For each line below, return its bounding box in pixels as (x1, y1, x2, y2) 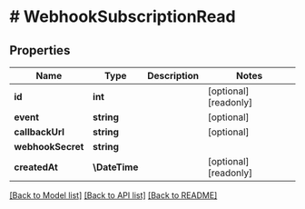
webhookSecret (14, 141, 84, 153)
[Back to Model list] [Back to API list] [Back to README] (9, 190, 218, 201)
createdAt (14, 161, 59, 174)
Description (147, 70, 200, 82)
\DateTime (92, 161, 139, 174)
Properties (9, 43, 71, 58)
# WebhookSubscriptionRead (9, 6, 236, 27)
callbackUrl (14, 125, 65, 138)
